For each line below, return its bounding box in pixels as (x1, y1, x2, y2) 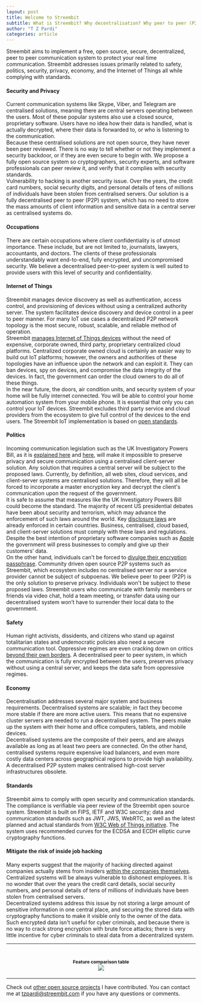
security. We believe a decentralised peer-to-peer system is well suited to (6, 262, 189, 269)
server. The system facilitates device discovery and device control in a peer (6, 309, 194, 316)
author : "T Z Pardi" (6, 25, 58, 32)
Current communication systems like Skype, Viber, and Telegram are (6, 101, 176, 108)
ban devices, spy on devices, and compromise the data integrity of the (6, 366, 182, 374)
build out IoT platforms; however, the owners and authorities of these (6, 353, 177, 360)
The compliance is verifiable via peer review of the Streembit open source (6, 802, 189, 809)
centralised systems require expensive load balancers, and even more (6, 749, 180, 756)
